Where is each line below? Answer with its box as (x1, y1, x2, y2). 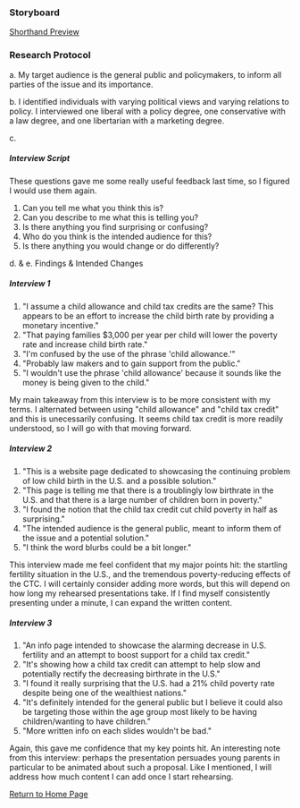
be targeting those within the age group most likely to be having (21, 707, 257, 718)
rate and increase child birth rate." (21, 338, 148, 350)
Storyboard (9, 6, 60, 19)
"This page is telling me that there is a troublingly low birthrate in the (21, 485, 274, 496)
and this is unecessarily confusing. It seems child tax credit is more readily (9, 413, 284, 424)
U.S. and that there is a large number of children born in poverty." (21, 494, 263, 505)
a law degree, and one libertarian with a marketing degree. (9, 115, 225, 126)
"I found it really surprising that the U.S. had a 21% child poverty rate (21, 678, 275, 689)
